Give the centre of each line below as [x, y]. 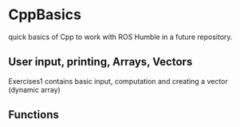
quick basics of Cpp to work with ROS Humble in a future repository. [120, 37]
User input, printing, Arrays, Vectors [100, 62]
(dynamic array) [35, 89]
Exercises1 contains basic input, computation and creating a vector [118, 81]
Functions [34, 115]
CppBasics [45, 15]
